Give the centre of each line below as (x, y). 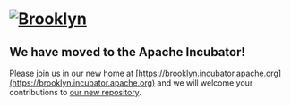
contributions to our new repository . (75, 92)
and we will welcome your (205, 83)
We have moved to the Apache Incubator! (128, 52)
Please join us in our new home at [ (74, 73)
